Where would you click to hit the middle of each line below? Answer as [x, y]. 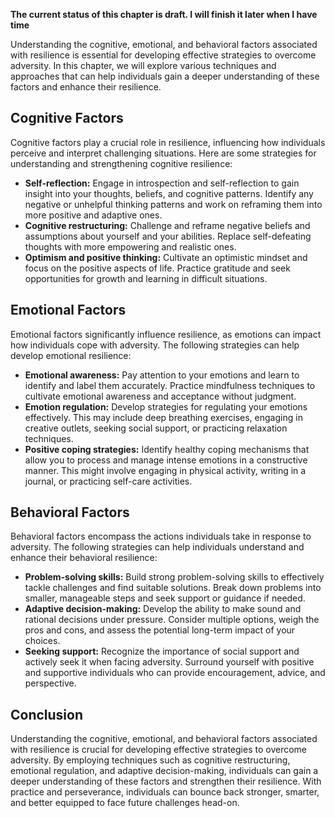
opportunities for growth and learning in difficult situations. [146, 278]
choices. [42, 641]
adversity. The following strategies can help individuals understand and [157, 547]
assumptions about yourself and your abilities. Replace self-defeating [168, 236]
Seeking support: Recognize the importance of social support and [162, 651]
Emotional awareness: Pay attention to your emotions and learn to [162, 375]
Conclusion [47, 714]
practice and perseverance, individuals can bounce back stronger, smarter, [165, 792]
